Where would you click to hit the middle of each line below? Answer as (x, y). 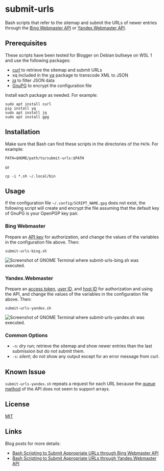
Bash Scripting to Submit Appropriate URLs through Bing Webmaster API (85, 453)
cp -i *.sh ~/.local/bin (30, 176)
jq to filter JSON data (33, 80)
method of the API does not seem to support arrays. (58, 389)
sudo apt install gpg (27, 117)
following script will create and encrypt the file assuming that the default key (82, 208)
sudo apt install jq (26, 112)
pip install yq (21, 108)
